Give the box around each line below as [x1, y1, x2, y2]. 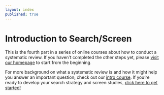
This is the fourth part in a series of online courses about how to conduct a [5, 49, 157, 55]
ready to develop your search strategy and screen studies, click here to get [5, 80, 158, 86]
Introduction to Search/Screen [5, 33, 132, 44]
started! [5, 85, 21, 91]
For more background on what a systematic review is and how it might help [5, 69, 158, 75]
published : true [5, 12, 38, 17]
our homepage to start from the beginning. [5, 60, 92, 65]
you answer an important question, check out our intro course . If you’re [5, 74, 150, 80]
